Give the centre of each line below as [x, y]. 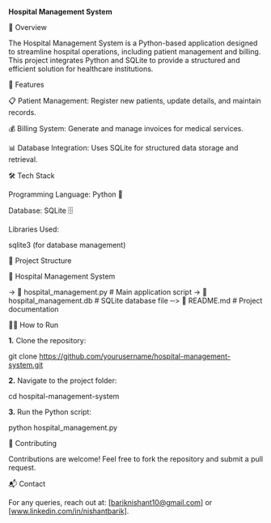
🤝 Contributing [33, 443]
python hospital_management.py [63, 427]
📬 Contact [27, 484]
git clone [23, 356]
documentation [34, 309]
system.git [26, 365]
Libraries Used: [34, 229]
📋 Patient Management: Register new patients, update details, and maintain [135, 101]
